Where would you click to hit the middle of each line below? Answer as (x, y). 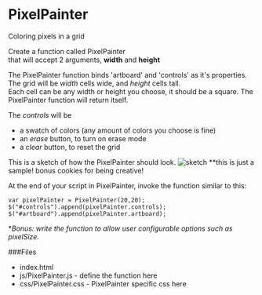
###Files (22, 252)
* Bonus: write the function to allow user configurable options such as (120, 228)
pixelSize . (24, 236)
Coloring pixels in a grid (46, 36)
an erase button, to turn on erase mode (83, 138)
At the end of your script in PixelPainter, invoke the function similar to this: (127, 185)
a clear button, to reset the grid (70, 147)
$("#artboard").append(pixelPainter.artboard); (87, 213)
